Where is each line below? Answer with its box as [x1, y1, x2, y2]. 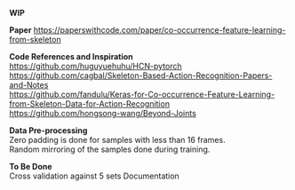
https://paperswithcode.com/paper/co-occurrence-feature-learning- [33, 25, 286, 35]
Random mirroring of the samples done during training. [9, 144, 211, 154]
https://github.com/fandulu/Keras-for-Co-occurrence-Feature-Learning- [9, 89, 275, 99]
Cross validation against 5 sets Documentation [9, 170, 179, 181]
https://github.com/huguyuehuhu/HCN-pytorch [9, 61, 182, 71]
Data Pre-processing [9, 125, 88, 136]
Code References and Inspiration [9, 51, 133, 61]
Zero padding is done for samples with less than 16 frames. [9, 135, 226, 145]
